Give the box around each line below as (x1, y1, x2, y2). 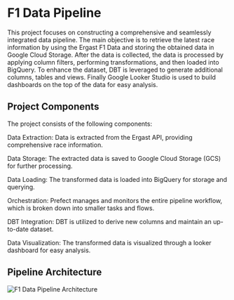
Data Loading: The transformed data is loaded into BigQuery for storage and (7, 175, 228, 183)
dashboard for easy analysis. (7, 246, 91, 254)
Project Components (7, 100, 99, 113)
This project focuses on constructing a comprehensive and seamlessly (7, 28, 212, 37)
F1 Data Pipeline (7, 5, 102, 21)
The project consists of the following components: (7, 119, 153, 128)
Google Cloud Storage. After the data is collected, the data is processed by (7, 51, 224, 59)
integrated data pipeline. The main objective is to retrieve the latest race (7, 35, 215, 44)
